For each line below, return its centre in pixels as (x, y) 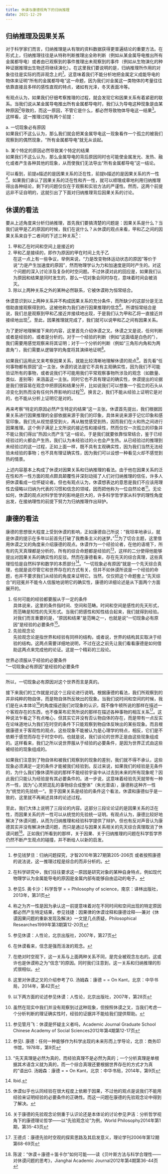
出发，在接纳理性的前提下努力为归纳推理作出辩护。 (58, 501)
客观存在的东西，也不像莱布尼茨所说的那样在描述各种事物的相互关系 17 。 (84, 711)
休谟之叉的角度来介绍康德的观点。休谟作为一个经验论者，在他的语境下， (84, 544)
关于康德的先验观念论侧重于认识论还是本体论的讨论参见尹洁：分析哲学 (85, 1114)
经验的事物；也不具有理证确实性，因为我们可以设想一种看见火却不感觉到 (88, 453)
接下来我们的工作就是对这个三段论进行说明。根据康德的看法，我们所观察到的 (84, 693)
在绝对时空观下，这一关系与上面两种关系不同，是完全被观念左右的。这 (85, 957)
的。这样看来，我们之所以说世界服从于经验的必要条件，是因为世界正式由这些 (84, 743)
